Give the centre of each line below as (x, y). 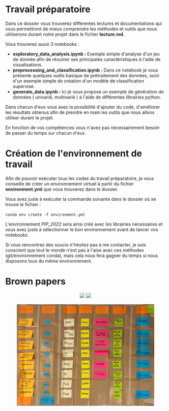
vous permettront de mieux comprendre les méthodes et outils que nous (81, 28)
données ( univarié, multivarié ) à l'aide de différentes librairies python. (87, 97)
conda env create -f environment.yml (45, 214)
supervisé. (24, 86)
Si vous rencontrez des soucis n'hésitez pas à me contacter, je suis (76, 244)
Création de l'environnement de (74, 154)
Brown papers (36, 282)
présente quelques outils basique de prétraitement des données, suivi (86, 75)
